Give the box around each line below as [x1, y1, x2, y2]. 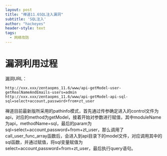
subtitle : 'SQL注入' [5, 16, 46, 21]
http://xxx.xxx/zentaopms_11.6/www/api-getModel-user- [5, 85, 122, 90]
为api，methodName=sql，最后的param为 [5, 120, 92, 126]
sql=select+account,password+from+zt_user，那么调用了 [5, 127, 124, 133]
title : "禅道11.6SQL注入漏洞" [5, 12, 63, 17]
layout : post [5, 7, 32, 12]
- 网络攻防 [9, 35, 29, 40]
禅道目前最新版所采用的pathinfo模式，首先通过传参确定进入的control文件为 [5, 108, 159, 114]
